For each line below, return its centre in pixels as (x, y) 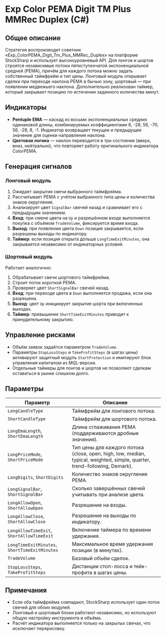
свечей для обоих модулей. (41, 607)
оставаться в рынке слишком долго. (51, 373)
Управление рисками (40, 335)
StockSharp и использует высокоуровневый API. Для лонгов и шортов (79, 60)
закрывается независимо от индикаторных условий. (68, 244)
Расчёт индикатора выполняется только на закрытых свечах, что (81, 623)
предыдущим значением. (39, 212)
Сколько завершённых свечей (108, 488)
